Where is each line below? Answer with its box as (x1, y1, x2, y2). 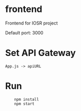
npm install (14, 96, 39, 102)
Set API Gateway (5, 47, 76, 58)
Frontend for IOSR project (5, 20, 58, 26)
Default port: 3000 (5, 29, 43, 35)
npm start (14, 101, 35, 106)
